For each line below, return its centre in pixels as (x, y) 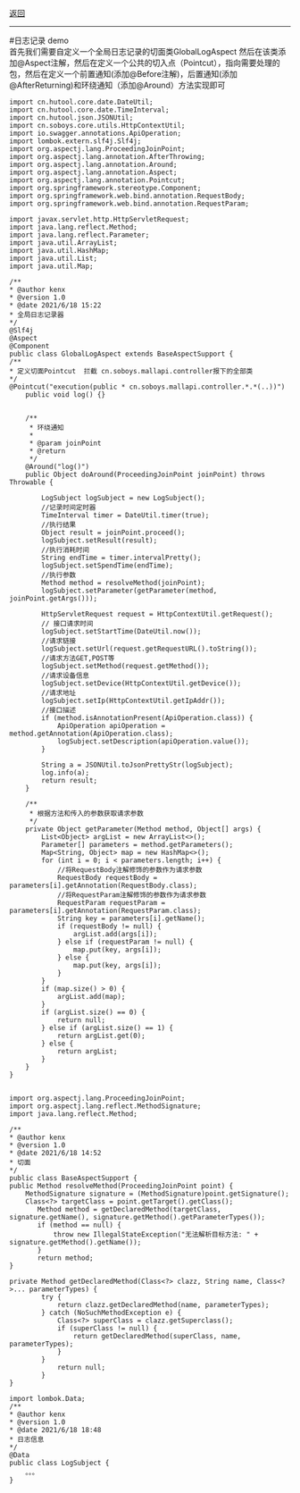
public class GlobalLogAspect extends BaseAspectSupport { (121, 354)
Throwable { (31, 482)
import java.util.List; (54, 258)
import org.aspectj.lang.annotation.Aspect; (93, 172)
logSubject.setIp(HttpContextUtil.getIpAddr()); (133, 700)
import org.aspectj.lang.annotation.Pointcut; (97, 180)
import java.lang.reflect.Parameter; (79, 235)
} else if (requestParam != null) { (125, 942)
